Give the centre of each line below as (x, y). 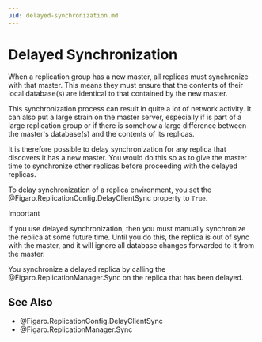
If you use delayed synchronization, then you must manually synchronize (127, 228)
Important (24, 213)
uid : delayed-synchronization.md (63, 15)
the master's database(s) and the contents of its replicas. (102, 133)
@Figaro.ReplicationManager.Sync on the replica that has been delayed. (126, 277)
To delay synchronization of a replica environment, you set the (110, 190)
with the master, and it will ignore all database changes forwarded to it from (131, 245)
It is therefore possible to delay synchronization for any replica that (118, 149)
